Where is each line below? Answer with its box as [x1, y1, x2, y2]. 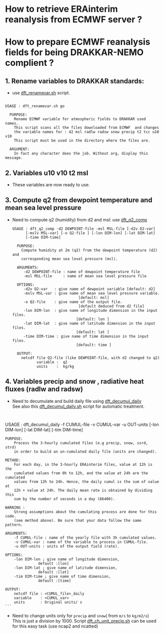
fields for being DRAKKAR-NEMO [5, 47, 144, 58]
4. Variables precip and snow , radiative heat [5, 377, 144, 386]
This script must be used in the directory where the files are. [14, 138, 151, 143]
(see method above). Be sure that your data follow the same [14, 518, 141, 523]
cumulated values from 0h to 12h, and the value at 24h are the [14, 471, 148, 476]
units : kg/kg [36, 364, 75, 369]
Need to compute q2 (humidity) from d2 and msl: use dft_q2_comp [12, 216, 147, 222]
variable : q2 [36, 360, 68, 364]
